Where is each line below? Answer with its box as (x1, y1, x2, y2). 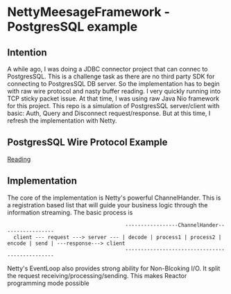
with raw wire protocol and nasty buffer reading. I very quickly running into (7, 87, 221, 95)
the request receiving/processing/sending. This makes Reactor (7, 271, 187, 279)
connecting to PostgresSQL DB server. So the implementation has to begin (7, 80, 220, 87)
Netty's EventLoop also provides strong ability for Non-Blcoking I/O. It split (7, 264, 221, 273)
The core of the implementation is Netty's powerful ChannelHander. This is (7, 193, 221, 202)
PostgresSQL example (7, 19, 138, 35)
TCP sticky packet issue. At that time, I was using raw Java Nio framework (7, 94, 220, 103)
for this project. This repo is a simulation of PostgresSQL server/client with (7, 102, 220, 110)
